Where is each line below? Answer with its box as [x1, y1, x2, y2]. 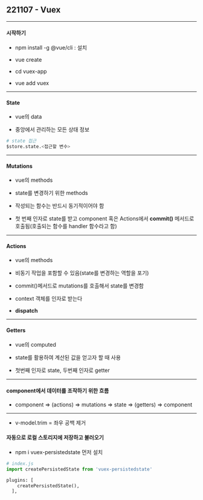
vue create [14, 56, 42, 63]
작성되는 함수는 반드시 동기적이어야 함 [14, 202, 105, 210]
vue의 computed [14, 341, 56, 348]
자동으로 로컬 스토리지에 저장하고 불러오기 [6, 434, 104, 441]
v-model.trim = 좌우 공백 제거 [14, 419, 86, 426]
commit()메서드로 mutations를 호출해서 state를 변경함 [14, 282, 144, 289]
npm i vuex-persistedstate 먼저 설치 [14, 448, 103, 455]
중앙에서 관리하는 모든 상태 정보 [14, 126, 89, 133]
